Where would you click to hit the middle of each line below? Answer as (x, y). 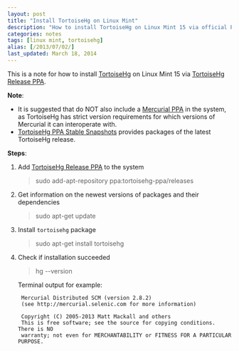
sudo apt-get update (65, 216)
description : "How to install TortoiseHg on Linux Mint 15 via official (117, 27)
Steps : (17, 153)
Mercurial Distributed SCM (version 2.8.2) (86, 298)
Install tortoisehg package (57, 229)
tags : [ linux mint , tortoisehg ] (55, 41)
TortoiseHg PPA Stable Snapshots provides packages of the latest (114, 132)
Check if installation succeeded (64, 257)
